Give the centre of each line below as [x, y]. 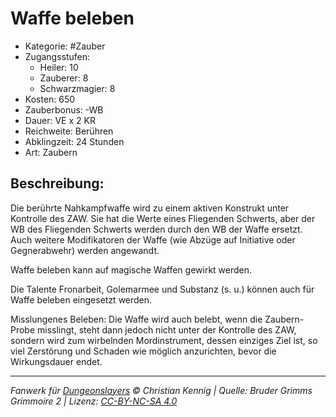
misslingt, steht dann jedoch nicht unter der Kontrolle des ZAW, [167, 329]
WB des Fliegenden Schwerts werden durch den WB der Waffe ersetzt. [156, 229]
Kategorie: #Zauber [65, 46]
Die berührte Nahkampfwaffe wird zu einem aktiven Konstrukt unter [150, 208]
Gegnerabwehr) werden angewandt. [85, 250]
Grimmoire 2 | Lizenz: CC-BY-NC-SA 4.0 [94, 401]
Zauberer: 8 [64, 78]
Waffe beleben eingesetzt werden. [81, 299]
